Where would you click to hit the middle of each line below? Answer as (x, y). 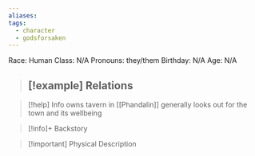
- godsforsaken (41, 38)
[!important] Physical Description (82, 144)
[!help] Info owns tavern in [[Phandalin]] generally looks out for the (137, 105)
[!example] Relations (80, 86)
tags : (17, 23)
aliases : (23, 16)
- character (36, 30)
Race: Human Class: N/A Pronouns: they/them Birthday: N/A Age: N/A (123, 60)
